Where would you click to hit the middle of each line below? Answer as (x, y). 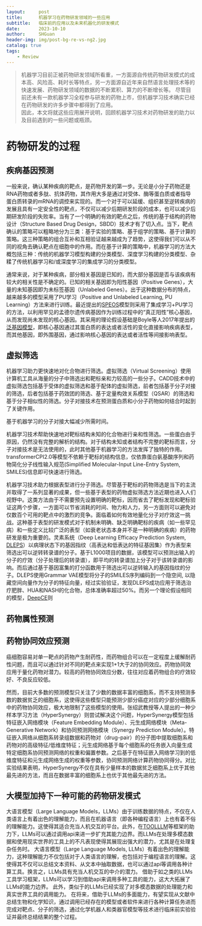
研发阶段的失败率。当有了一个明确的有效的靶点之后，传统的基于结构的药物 (103, 216)
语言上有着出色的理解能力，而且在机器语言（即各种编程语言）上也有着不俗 (103, 819)
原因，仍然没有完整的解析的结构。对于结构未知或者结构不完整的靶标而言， (98, 442)
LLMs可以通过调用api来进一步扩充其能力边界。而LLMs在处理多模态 (105, 834)
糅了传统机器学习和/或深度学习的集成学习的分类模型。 (73, 261)
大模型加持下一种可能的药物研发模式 (73, 796)
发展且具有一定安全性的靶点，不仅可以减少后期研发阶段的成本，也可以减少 (98, 209)
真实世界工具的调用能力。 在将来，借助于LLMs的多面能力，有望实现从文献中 (101, 894)
